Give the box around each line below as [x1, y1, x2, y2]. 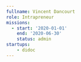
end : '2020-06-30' [17, 31, 62, 37]
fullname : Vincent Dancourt [6, 8, 76, 15]
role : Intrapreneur [6, 14, 54, 20]
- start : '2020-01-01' [11, 25, 67, 31]
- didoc [17, 47, 35, 53]
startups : [6, 42, 31, 48]
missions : [6, 19, 31, 25]
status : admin [17, 36, 51, 42]
